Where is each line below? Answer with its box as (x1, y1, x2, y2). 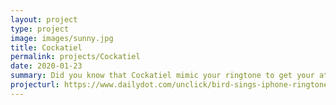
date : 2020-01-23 (10, 61, 83, 71)
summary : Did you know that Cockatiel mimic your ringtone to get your (10, 71, 315, 81)
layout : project (10, 14, 78, 25)
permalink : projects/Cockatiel (10, 52, 141, 62)
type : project (10, 24, 70, 34)
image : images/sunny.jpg (10, 33, 114, 43)
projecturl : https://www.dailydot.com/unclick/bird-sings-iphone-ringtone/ (10, 80, 333, 90)
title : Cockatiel (10, 42, 83, 53)
